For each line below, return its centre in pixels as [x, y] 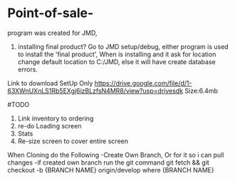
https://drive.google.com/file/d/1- [143, 83]
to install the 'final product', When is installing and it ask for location [117, 54]
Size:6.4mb [202, 90]
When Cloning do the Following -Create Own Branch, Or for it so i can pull [116, 155]
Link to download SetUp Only [50, 83]
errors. [27, 69]
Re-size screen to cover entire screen [73, 141]
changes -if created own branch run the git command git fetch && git [109, 162]
